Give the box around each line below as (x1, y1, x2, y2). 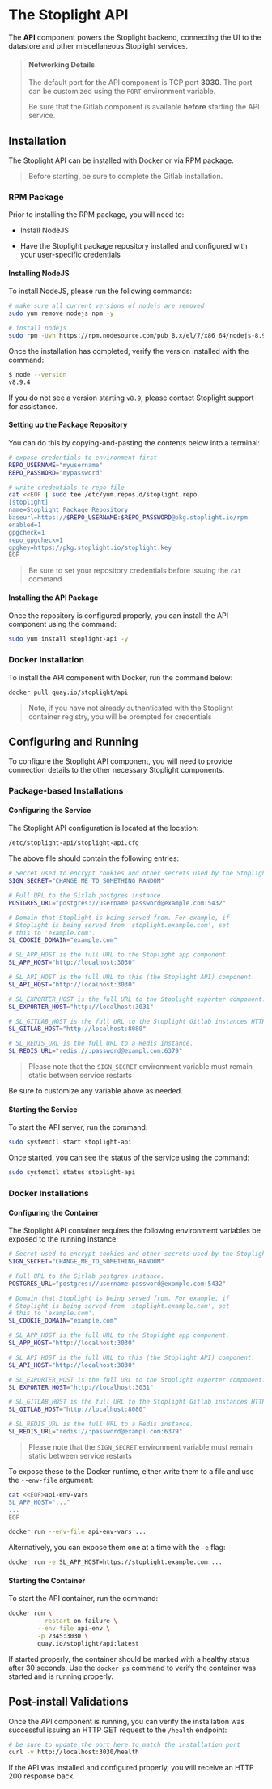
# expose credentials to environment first (8, 454, 158, 462)
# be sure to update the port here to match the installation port (8, 1740, 241, 1749)
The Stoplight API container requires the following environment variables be (8, 1225, 261, 1236)
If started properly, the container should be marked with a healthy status (8, 1654, 250, 1663)
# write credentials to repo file (8, 483, 125, 492)
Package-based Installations (8, 786, 124, 797)
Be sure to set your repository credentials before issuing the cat (28, 565, 242, 576)
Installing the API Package (8, 593, 99, 603)
